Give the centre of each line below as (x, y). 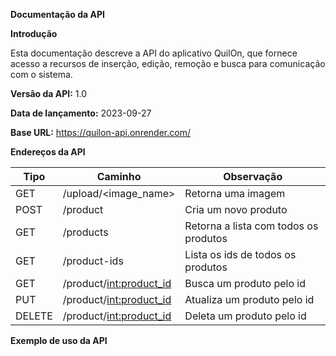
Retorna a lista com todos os (251, 226)
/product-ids (93, 261)
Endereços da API (48, 152)
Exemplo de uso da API (59, 340)
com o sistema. (41, 74)
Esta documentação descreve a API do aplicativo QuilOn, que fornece (154, 53)
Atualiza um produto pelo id (249, 299)
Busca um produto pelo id (245, 283)
